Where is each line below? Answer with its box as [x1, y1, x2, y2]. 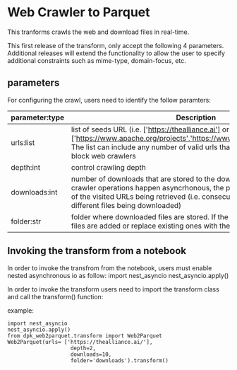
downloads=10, [70, 351, 112, 358]
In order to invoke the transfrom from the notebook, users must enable [7, 263, 212, 272]
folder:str [11, 216, 42, 226]
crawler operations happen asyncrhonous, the [71, 183, 224, 192]
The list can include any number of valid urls [71, 142, 218, 152]
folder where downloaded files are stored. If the [71, 212, 229, 221]
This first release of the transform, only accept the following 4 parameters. [7, 41, 224, 50]
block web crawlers [71, 151, 136, 161]
